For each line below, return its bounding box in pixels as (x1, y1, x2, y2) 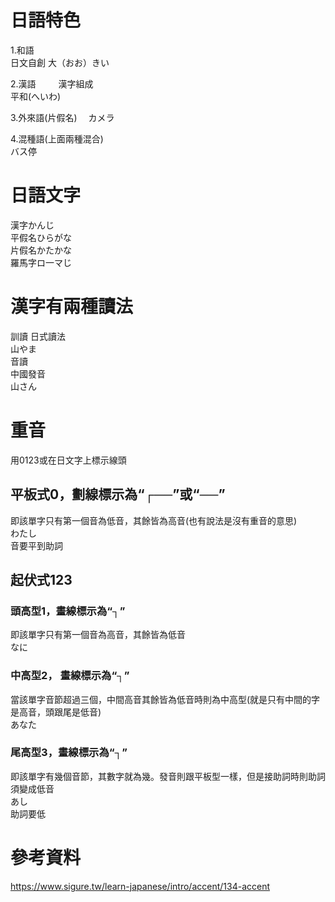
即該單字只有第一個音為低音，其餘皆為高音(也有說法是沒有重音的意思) (10, 514, 298, 526)
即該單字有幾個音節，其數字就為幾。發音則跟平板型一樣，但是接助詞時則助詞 (10, 770, 326, 782)
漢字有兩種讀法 (10, 296, 134, 318)
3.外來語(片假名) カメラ (10, 111, 115, 123)
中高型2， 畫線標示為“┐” (10, 669, 130, 683)
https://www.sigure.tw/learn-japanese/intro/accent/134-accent (10, 880, 270, 892)
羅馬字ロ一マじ (10, 256, 72, 268)
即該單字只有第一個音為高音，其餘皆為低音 (10, 629, 186, 641)
